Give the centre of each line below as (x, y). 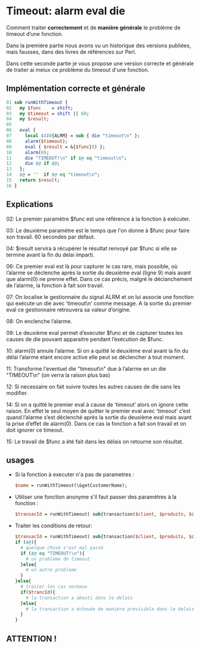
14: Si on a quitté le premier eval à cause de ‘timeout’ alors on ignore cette (97, 404)
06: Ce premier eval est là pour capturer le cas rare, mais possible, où (92, 266)
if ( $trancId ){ (38, 592)
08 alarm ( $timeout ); (37, 141)
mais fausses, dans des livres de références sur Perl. (71, 51)
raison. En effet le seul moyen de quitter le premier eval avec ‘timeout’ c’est (99, 411)
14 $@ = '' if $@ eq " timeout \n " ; (53, 175)
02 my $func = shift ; (40, 108)
